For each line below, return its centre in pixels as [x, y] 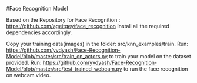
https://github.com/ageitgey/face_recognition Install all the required [88, 26]
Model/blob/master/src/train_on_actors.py [57, 56]
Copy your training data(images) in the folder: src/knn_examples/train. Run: [97, 44]
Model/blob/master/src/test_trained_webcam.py [64, 69]
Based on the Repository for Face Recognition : [63, 20]
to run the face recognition [156, 69]
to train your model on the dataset [150, 56]
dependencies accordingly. [39, 32]
